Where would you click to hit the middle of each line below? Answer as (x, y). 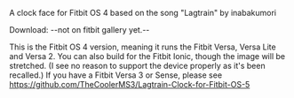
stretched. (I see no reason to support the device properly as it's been (137, 66)
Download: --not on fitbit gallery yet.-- (79, 30)
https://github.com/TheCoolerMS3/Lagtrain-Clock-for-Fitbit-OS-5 (130, 84)
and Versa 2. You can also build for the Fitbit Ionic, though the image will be (147, 56)
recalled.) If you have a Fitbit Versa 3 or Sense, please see (116, 75)
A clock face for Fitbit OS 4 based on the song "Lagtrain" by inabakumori (143, 13)
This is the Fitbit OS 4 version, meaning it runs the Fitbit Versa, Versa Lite (143, 47)
